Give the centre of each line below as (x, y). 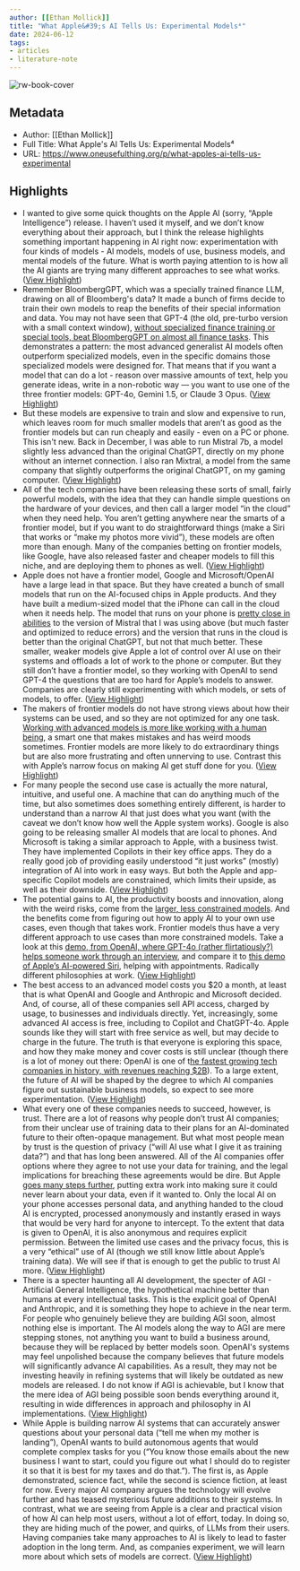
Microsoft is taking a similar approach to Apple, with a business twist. (150, 842)
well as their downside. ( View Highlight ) (95, 890)
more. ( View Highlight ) (64, 1271)
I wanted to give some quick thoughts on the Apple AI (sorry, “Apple (147, 213)
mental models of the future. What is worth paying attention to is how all (155, 260)
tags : (19, 43)
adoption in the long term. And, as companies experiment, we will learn (153, 1547)
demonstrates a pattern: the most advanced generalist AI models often (153, 346)
